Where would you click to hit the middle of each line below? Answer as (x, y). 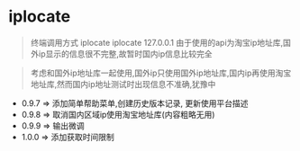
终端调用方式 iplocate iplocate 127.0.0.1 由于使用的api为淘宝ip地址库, (157, 42)
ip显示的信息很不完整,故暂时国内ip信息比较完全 (125, 53)
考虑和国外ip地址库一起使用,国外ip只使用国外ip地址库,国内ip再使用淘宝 (161, 73)
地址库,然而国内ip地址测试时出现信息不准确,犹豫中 (123, 84)
